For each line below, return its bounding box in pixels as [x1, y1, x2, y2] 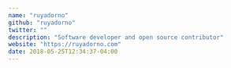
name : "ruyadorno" [8, 11, 69, 20]
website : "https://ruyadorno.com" [8, 41, 122, 48]
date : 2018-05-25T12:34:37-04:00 [8, 48, 118, 55]
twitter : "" [8, 26, 47, 34]
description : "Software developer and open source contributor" [8, 33, 224, 41]
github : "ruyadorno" [8, 19, 76, 27]
